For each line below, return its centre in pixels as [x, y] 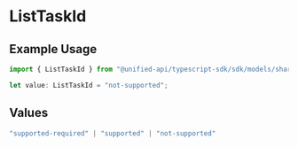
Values [29, 113]
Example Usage [53, 49]
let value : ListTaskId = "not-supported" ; [89, 85]
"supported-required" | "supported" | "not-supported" [113, 133]
